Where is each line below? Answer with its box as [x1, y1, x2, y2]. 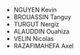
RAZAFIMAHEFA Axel [13, 42, 74, 50]
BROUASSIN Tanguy [13, 13, 72, 21]
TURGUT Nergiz [13, 20, 59, 28]
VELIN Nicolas [13, 35, 55, 43]
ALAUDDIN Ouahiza [13, 27, 70, 35]
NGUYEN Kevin [13, 6, 57, 14]
